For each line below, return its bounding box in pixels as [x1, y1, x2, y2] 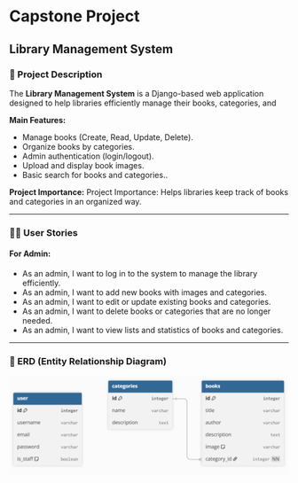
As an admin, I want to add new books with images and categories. [21, 287, 268, 298]
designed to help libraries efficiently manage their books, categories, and [9, 97, 277, 108]
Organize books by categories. [21, 141, 135, 152]
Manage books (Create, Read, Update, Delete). [21, 131, 193, 143]
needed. [21, 316, 53, 325]
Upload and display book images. [21, 160, 145, 170]
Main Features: [9, 114, 67, 125]
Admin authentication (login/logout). [21, 151, 154, 161]
